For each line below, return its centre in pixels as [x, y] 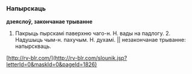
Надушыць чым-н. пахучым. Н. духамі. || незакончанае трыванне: [100, 40]
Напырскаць [26, 8]
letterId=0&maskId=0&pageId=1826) [52, 64]
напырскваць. [33, 46]
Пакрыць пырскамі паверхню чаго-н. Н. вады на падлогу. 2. [93, 33]
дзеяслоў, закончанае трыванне [49, 22]
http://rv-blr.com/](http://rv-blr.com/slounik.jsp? [68, 58]
